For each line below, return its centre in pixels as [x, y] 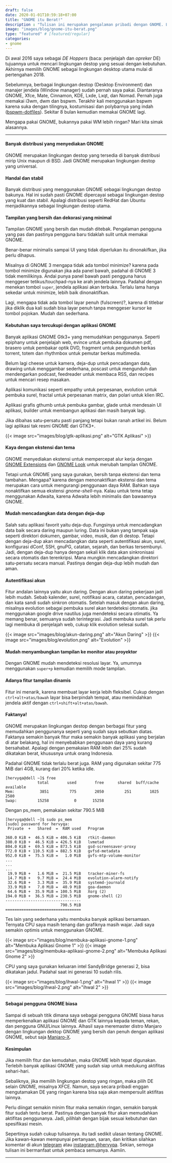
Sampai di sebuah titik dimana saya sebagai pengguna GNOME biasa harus [84, 1015]
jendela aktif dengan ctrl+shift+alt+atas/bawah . [57, 703]
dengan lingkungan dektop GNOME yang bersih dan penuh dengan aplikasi [85, 1031]
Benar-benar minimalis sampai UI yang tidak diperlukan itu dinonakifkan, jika [86, 250]
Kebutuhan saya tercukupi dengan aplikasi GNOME [61, 325]
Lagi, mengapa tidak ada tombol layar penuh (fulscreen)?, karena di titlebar [84, 303]
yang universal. [21, 166]
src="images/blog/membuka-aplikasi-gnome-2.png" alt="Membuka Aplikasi [86, 951]
